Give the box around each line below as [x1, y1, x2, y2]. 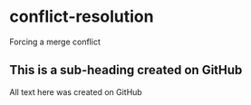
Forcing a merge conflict [9, 36, 101, 47]
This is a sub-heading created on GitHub [9, 62, 243, 78]
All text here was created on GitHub [9, 86, 142, 97]
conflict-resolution [9, 6, 154, 27]
